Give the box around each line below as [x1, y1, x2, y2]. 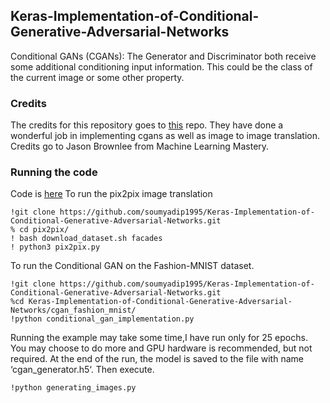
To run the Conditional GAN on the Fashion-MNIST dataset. [10, 260, 255, 272]
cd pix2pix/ [19, 225, 70, 235]
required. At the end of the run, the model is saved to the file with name [10, 353, 304, 365]
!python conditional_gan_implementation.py [10, 314, 195, 324]
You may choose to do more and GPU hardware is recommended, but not [10, 342, 313, 354]
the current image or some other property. [10, 71, 185, 83]
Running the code [10, 165, 98, 179]
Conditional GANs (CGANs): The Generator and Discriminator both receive [10, 50, 317, 62]
